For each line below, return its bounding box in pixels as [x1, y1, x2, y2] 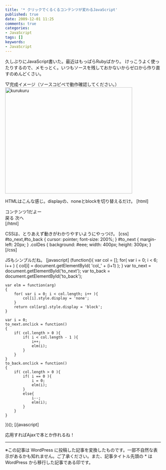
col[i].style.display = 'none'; [23, 295, 90, 300]
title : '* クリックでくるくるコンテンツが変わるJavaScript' [5, 7, 118, 12]
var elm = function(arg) [5, 283, 56, 288]
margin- [140, 236, 157, 242]
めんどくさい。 [13, 70, 44, 77]
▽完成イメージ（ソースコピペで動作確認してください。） [5, 81, 120, 87]
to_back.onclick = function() [5, 360, 68, 366]
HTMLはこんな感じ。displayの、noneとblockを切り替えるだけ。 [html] [5, 198, 149, 204]
